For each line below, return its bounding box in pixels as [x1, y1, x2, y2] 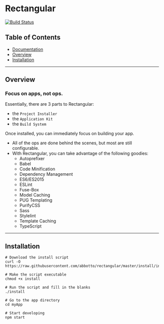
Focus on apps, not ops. [5, 90, 63, 97]
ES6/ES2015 [19, 177, 44, 183]
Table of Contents [5, 33, 61, 42]
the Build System [12, 121, 46, 127]
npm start [5, 315, 25, 320]
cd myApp [5, 302, 23, 307]
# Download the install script [5, 255, 69, 260]
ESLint [19, 182, 33, 187]
